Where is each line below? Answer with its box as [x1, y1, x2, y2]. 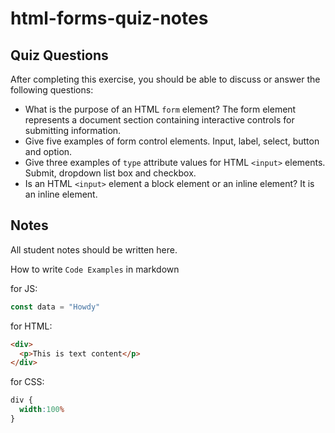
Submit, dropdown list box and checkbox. [24, 167, 197, 179]
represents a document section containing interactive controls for [24, 114, 295, 126]
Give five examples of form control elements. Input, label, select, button [24, 135, 320, 147]
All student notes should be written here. [10, 243, 178, 256]
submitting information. [24, 125, 122, 136]
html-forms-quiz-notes [10, 7, 209, 30]
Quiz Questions [10, 47, 109, 64]
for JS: [10, 282, 38, 294]
